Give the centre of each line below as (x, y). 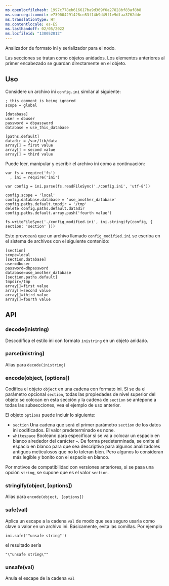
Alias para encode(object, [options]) (45, 497)
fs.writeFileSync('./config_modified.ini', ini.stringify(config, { (79, 222)
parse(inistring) (25, 354)
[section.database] (26, 259)
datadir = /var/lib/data (31, 141)
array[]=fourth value (28, 299)
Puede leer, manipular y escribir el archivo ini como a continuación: (75, 164)
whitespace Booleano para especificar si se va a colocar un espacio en (86, 436)
